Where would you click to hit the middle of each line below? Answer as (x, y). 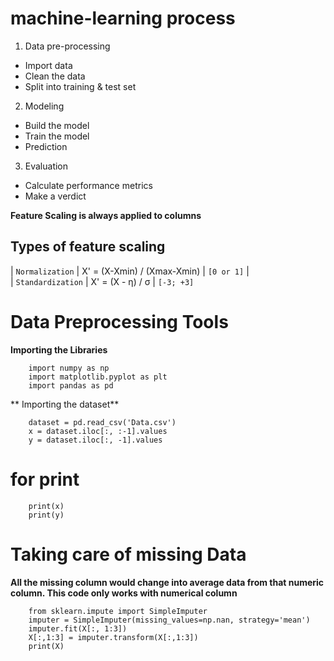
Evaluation (46, 166)
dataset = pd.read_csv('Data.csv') (102, 422)
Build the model (57, 125)
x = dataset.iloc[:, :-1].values (98, 431)
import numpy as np (69, 368)
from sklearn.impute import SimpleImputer (118, 611)
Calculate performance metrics (88, 185)
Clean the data (55, 76)
